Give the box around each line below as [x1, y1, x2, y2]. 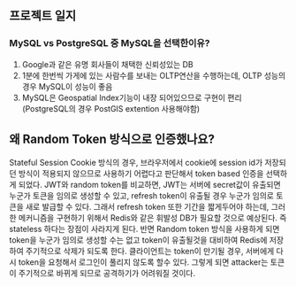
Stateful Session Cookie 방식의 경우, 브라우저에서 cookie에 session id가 [9, 157, 263, 167]
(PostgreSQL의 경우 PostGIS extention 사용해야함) [21, 103, 201, 113]
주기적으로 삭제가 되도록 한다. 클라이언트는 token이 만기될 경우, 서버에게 [25, 245, 275, 256]
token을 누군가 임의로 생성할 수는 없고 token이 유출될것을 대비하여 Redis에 [9, 234, 268, 245]
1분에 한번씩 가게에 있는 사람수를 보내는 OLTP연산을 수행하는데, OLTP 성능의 [21, 70, 286, 81]
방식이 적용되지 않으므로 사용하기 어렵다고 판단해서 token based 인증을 [18, 167, 264, 179]
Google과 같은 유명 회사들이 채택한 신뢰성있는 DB [21, 58, 194, 69]
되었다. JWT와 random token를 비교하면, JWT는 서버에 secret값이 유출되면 [18, 179, 281, 190]
